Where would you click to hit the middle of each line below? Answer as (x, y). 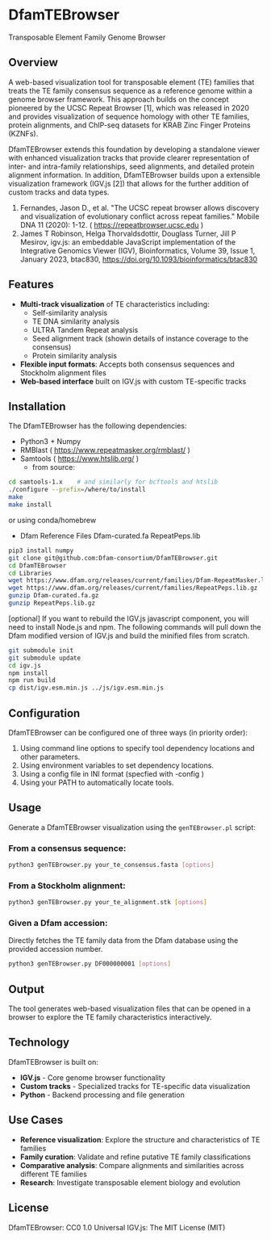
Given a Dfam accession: (58, 924)
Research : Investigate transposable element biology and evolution (130, 1182)
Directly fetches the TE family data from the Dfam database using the (123, 940)
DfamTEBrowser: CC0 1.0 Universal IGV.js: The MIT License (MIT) (117, 1227)
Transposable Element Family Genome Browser (87, 37)
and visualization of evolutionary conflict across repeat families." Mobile (140, 216)
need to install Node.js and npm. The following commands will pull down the (135, 626)
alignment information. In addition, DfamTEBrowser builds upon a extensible (134, 174)
